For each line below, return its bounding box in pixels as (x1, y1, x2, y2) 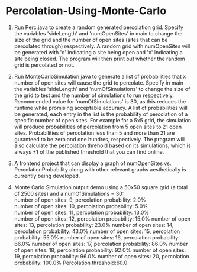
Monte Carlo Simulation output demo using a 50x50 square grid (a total (14, 183, 188, 190)
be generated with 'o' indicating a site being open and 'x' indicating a (14, 48, 183, 56)
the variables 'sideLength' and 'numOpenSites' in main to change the (14, 30, 183, 37)
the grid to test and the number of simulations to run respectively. (14, 92, 174, 99)
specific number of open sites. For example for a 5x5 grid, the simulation (14, 116, 192, 124)
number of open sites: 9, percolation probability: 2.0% (14, 196, 146, 203)
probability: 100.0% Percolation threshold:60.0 (14, 259, 128, 266)
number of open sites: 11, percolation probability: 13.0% (14, 209, 149, 216)
